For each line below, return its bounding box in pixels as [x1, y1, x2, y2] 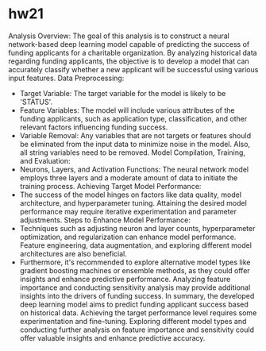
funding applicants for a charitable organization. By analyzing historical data [8, 48, 257, 57]
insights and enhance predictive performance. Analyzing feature [19, 274, 231, 283]
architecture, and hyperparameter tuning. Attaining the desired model [19, 198, 248, 207]
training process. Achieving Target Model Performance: [19, 181, 202, 191]
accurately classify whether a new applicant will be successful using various [8, 64, 259, 74]
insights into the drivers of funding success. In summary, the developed [19, 291, 255, 300]
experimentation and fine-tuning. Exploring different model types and [19, 316, 247, 326]
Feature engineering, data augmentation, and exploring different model [19, 240, 253, 250]
